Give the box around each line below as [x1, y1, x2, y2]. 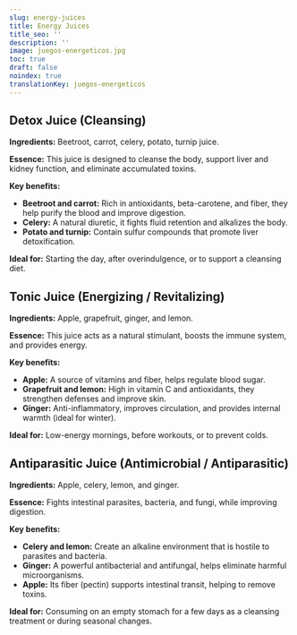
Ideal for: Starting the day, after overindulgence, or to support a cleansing [9, 253, 282, 264]
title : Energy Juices [9, 21, 90, 30]
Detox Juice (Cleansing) [9, 113, 147, 128]
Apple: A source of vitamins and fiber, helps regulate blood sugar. [21, 374, 266, 385]
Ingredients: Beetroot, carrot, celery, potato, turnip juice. [9, 136, 219, 148]
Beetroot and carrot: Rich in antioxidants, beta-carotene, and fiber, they [21, 198, 288, 209]
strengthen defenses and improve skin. [21, 393, 167, 404]
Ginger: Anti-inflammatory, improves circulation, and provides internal [21, 403, 281, 414]
